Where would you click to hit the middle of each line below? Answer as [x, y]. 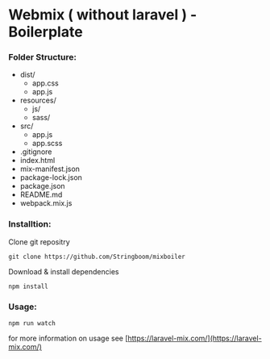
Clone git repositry [39, 242]
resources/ [38, 100]
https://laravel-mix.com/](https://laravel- [195, 338]
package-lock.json [51, 177]
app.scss [47, 144]
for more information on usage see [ [68, 338]
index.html [37, 161]
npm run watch [32, 324]
